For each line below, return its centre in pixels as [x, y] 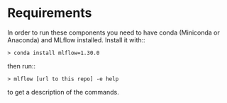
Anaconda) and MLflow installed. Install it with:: [76, 40]
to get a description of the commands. [63, 92]
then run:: [22, 66]
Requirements [50, 13]
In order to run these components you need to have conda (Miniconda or [113, 32]
